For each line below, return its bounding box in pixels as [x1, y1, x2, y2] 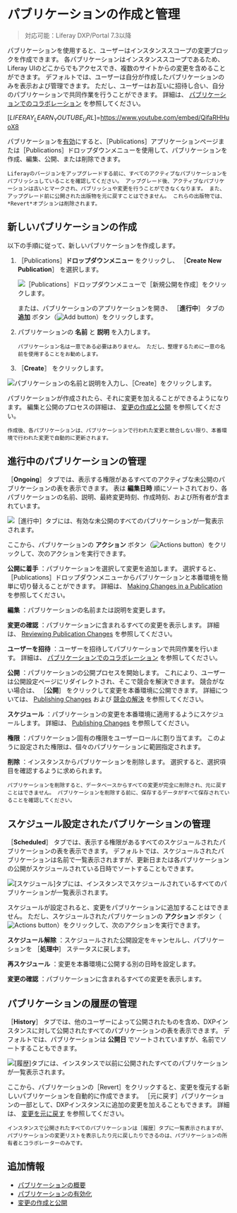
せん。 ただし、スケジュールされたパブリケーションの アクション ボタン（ [7, 912, 222, 921]
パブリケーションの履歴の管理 [7, 997, 138, 1010]
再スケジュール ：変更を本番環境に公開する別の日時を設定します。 [7, 960, 200, 968]
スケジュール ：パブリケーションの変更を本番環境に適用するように [7, 710, 200, 719]
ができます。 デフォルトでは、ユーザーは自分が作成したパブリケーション [7, 72, 219, 81]
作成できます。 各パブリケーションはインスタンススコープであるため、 [19, 54, 224, 64]
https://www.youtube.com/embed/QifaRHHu [100, 113, 230, 121]
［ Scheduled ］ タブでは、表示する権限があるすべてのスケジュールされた [7, 838, 220, 847]
